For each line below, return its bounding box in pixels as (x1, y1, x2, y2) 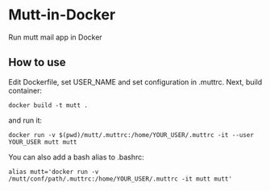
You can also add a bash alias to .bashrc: (8, 152, 145, 162)
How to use (8, 56, 66, 69)
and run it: (8, 115, 43, 125)
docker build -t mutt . (8, 101, 89, 110)
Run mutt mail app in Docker (8, 32, 102, 42)
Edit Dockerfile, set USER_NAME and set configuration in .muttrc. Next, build (8, 77, 263, 86)
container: (8, 85, 43, 95)
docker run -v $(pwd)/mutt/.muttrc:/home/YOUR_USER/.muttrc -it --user (8, 131, 254, 139)
